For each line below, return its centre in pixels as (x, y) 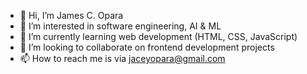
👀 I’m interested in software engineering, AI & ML (120, 26)
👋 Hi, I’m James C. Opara (71, 15)
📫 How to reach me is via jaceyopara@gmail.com (122, 58)
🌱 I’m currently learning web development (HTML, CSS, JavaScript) (158, 36)
